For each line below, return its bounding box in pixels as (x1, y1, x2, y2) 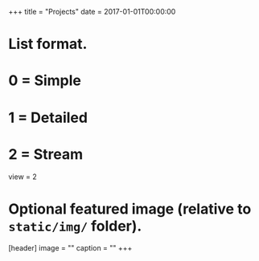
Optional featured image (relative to (8, 200, 252, 218)
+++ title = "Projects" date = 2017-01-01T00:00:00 (8, 7, 176, 16)
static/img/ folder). (8, 217, 142, 235)
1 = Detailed (8, 108, 88, 127)
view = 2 (8, 172, 38, 181)
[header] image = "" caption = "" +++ (8, 243, 133, 253)
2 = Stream (8, 145, 83, 163)
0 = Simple (8, 71, 82, 90)
